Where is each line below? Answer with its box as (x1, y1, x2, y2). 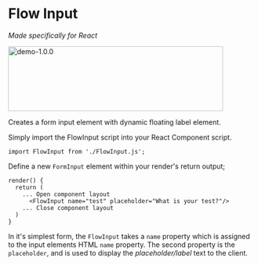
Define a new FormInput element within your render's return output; (8, 162, 226, 171)
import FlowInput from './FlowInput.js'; (8, 147, 146, 155)
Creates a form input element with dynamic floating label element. (8, 117, 221, 126)
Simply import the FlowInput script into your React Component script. (8, 132, 232, 142)
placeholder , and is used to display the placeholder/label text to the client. (8, 248, 249, 257)
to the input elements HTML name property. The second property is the (8, 240, 235, 249)
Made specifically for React (8, 31, 98, 40)
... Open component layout (22, 190, 111, 198)
